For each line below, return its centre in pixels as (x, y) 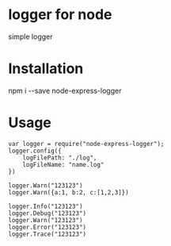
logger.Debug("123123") (47, 213)
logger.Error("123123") (47, 227)
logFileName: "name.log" (63, 164)
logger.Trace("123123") (47, 234)
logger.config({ (35, 151)
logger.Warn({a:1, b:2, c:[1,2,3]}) (68, 192)
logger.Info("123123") (46, 206)
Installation (46, 69)
